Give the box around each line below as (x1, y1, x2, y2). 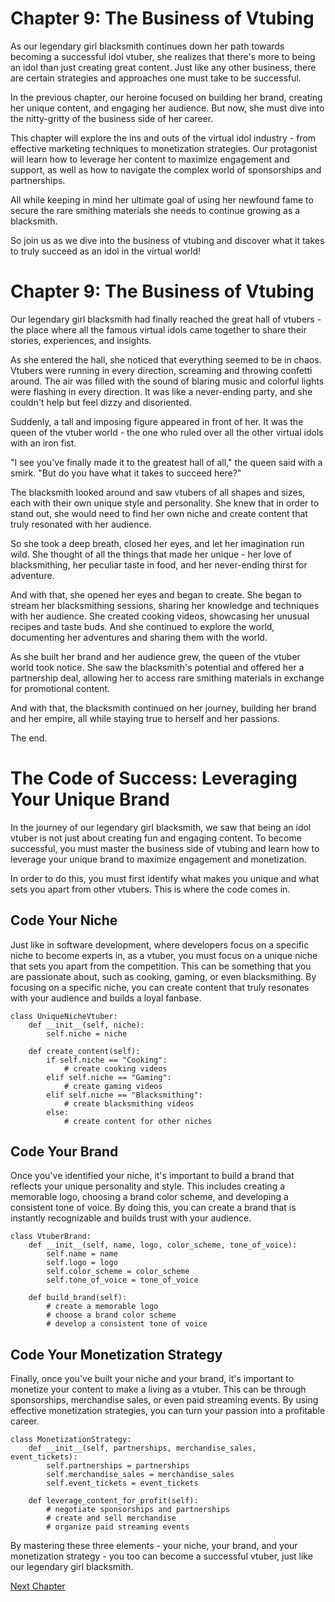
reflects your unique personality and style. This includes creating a (10, 1180, 286, 1192)
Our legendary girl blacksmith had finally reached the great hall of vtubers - (10, 313, 322, 325)
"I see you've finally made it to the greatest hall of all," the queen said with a (10, 456, 323, 468)
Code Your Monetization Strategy (10, 1346, 223, 1363)
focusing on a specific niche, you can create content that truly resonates (10, 981, 310, 993)
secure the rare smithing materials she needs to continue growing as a (10, 204, 301, 216)
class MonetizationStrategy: (10, 1435, 132, 1445)
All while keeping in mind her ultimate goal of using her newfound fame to (10, 193, 314, 206)
